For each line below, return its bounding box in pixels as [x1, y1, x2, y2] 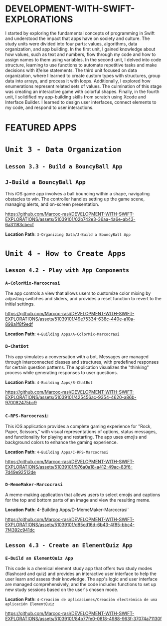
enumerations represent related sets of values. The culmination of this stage [5, 83, 162, 89]
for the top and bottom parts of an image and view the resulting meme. [5, 497, 151, 503]
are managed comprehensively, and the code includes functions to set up [5, 581, 157, 587]
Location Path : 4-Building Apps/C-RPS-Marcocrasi [5, 449, 109, 455]
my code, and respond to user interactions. [5, 104, 94, 110]
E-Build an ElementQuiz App [5, 555, 73, 561]
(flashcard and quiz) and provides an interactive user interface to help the [5, 571, 157, 577]
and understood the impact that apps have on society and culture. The [5, 35, 150, 41]
